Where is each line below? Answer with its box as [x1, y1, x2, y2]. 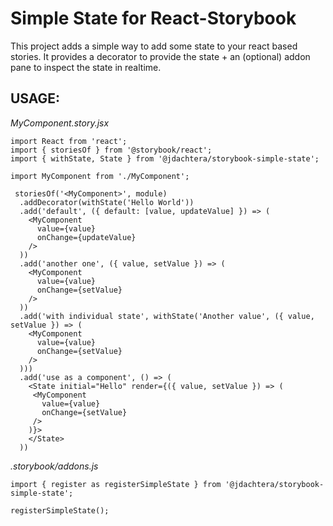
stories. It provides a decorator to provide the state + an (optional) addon [10, 50, 311, 62]
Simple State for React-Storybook [10, 7, 297, 30]
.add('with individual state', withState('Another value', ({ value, [19, 311, 315, 321]
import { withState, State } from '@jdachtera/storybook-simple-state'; [10, 153, 320, 164]
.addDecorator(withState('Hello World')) [19, 197, 195, 207]
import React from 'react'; [10, 136, 128, 146]
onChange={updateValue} [36, 232, 137, 242]
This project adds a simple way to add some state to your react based [10, 40, 298, 52]
